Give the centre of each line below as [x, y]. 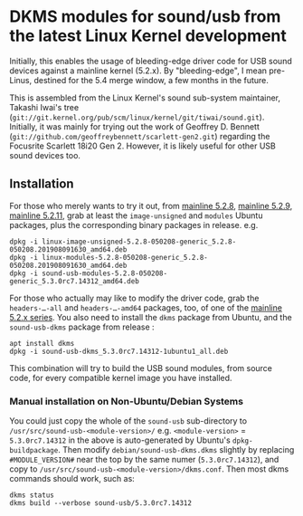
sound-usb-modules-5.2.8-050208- [105, 273]
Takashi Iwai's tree [44, 107]
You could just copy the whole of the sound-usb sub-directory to [128, 421]
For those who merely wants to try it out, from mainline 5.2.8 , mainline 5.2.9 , [151, 205]
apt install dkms [42, 343]
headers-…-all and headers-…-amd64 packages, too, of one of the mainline [146, 307]
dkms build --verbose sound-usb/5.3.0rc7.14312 [101, 503]
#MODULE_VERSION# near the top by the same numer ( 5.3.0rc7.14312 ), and [144, 460]
